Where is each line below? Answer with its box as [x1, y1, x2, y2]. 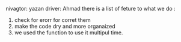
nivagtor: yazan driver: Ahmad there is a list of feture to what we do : [5, 5, 176, 12]
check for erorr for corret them [14, 17, 91, 23]
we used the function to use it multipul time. [14, 29, 123, 36]
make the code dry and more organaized [14, 23, 115, 30]
